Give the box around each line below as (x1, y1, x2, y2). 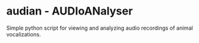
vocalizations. (6, 30, 42, 38)
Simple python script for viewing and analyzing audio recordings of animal (6, 24, 194, 31)
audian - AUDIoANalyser (6, 4, 133, 18)
